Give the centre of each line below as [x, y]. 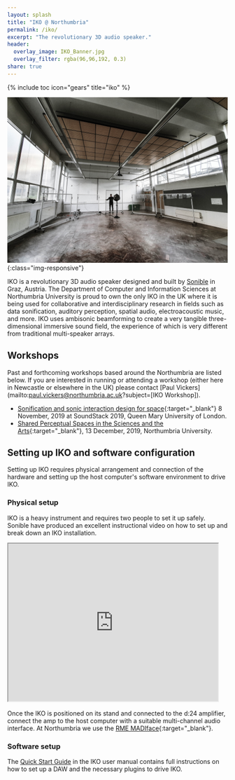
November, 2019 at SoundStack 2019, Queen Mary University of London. [122, 416]
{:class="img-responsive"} [46, 268]
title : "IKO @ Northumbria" [48, 22]
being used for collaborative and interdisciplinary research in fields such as [115, 303]
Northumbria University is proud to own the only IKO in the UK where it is [112, 296]
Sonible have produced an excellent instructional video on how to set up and [117, 525]
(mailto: [18, 395]
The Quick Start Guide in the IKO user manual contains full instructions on [113, 761]
